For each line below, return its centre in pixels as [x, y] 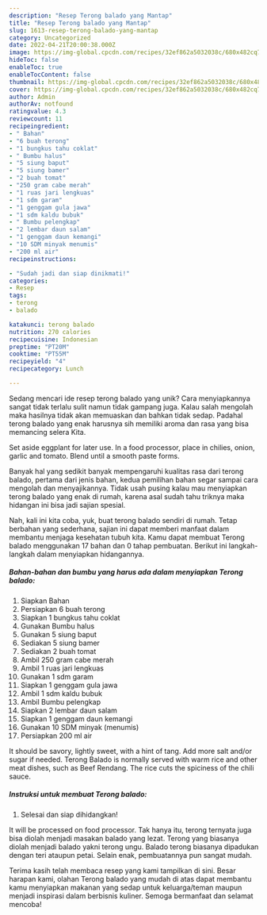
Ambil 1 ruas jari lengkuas [62, 668]
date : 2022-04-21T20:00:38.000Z [62, 45]
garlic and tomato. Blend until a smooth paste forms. [95, 456]
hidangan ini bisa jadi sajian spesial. [67, 505]
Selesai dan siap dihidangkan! [69, 814]
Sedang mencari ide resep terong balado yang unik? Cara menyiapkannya [130, 398]
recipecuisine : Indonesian [53, 339]
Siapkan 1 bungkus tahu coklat [70, 617]
